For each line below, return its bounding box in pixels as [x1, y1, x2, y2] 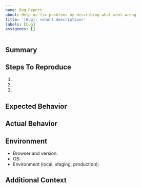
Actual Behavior [5, 120, 58, 128]
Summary [5, 45, 37, 54]
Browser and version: [12, 150, 58, 156]
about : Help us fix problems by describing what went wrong [5, 12, 137, 17]
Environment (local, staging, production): [12, 161, 99, 167]
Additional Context [5, 176, 67, 184]
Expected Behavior [5, 102, 68, 110]
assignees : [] [5, 27, 36, 32]
